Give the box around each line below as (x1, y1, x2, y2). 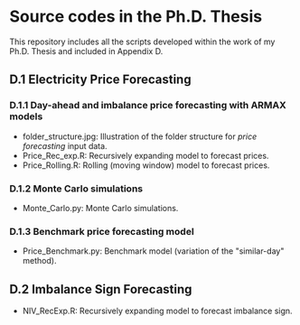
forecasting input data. (22, 140, 108, 151)
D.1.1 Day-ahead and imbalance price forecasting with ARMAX (9, 99, 286, 112)
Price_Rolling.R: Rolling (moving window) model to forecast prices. (22, 160, 270, 171)
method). (22, 255, 57, 266)
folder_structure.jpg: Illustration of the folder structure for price (22, 131, 258, 142)
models (9, 110, 43, 123)
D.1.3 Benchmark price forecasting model (9, 225, 194, 237)
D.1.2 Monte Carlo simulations (9, 182, 143, 195)
